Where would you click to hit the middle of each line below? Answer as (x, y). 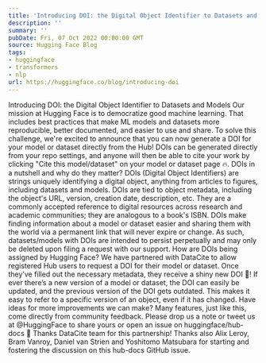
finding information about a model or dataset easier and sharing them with (130, 223)
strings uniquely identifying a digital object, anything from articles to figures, (133, 181)
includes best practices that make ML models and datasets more (114, 122)
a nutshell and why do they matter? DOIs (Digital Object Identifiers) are (124, 172)
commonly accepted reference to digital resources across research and (125, 207)
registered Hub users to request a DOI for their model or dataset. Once (124, 265)
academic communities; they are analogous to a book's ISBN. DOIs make (127, 214)
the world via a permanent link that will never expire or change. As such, (126, 232)
